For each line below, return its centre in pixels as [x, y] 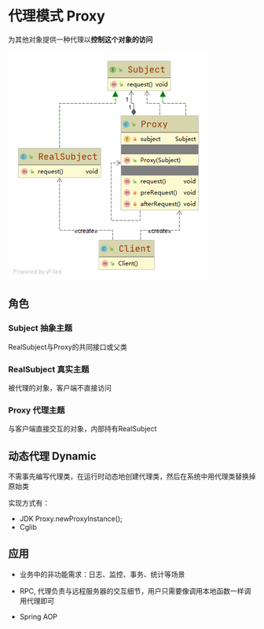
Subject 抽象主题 [40, 328]
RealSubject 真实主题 [49, 369]
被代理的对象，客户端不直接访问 [60, 387]
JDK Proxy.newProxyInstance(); [71, 519]
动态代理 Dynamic [52, 456]
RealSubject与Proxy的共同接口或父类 [68, 346]
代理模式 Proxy [57, 16]
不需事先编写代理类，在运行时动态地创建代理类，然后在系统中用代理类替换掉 [132, 476]
